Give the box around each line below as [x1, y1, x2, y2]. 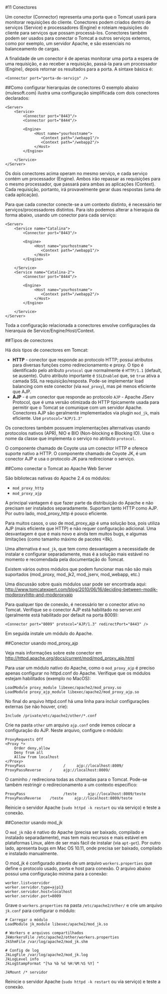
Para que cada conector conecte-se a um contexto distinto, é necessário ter [5, 201, 162, 207]
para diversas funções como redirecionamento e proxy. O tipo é [12, 362, 144, 368]
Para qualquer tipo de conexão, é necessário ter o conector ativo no [5, 601, 146, 607]
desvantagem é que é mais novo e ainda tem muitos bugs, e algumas [5, 531, 148, 536]
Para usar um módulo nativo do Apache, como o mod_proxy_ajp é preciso [5, 665, 155, 670]
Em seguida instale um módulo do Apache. [5, 630, 93, 636]
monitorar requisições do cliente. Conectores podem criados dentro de [5, 19, 151, 25]
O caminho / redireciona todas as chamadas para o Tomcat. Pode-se [5, 776, 148, 782]
